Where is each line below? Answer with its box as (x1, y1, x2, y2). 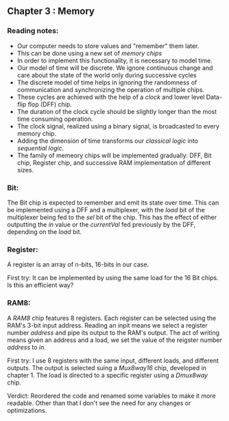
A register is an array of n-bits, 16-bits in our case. (7, 260, 149, 269)
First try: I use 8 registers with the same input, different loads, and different (7, 356, 219, 365)
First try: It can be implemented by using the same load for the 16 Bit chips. (7, 274, 219, 282)
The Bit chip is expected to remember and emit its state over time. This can (7, 198, 219, 207)
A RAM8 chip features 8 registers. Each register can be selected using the (7, 314, 217, 322)
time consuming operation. (16, 115, 93, 123)
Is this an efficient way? (7, 281, 74, 289)
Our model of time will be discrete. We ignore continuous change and (16, 63, 213, 71)
